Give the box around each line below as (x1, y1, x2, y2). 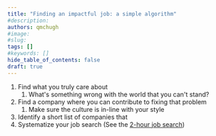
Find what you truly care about (17, 82, 108, 91)
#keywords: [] (7, 50, 50, 57)
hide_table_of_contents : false (7, 57, 101, 64)
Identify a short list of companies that (17, 113, 128, 121)
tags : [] (7, 43, 34, 50)
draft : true (7, 63, 43, 70)
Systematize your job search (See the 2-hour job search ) (17, 120, 185, 128)
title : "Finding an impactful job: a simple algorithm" (7, 10, 177, 18)
